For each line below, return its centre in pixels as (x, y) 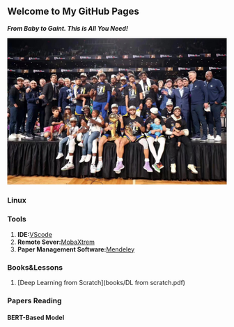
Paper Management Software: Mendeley (76, 249)
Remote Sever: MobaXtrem (56, 242)
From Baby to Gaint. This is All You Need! (68, 28)
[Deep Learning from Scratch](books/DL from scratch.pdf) (101, 283)
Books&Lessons (35, 267)
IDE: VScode (34, 234)
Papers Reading (34, 300)
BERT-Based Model (36, 317)
